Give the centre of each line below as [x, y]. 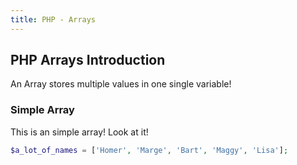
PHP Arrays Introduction [88, 60]
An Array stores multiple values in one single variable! [121, 84]
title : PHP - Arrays [53, 19]
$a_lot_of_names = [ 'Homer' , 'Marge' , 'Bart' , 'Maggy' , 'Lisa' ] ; [149, 150]
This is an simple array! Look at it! [79, 132]
